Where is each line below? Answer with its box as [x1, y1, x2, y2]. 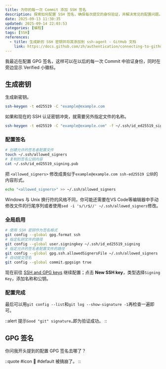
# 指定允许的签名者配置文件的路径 [5, 246, 65, 251]
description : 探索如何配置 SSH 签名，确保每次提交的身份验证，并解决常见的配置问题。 [5, 12, 163, 17]
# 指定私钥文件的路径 [5, 237, 43, 242]
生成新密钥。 [5, 94, 31, 100]
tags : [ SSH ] [5, 30, 30, 35]
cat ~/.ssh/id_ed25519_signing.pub [5, 162, 79, 166]
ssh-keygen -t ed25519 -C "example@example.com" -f [5, 123, 114, 128]
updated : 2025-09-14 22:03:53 [5, 21, 68, 26]
